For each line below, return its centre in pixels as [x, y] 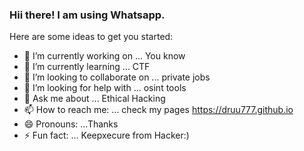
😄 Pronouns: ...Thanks [71, 124]
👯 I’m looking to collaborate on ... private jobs [117, 77]
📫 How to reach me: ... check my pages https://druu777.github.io [158, 110]
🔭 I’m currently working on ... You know [104, 56]
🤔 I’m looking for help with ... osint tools [105, 88]
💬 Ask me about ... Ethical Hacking [94, 99]
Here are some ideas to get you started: [91, 37]
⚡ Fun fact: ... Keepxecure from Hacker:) [106, 135]
